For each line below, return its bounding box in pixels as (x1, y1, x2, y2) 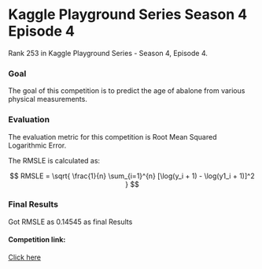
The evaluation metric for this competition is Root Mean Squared (8, 132, 218, 141)
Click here (8, 252, 42, 262)
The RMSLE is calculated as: (8, 155, 101, 165)
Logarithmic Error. (8, 140, 67, 150)
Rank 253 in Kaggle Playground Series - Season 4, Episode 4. (8, 48, 208, 58)
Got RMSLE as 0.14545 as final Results (8, 217, 133, 226)
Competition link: (8, 235, 66, 245)
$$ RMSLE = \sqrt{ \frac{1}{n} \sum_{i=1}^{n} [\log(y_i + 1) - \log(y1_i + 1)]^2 (9, 171, 255, 181)
